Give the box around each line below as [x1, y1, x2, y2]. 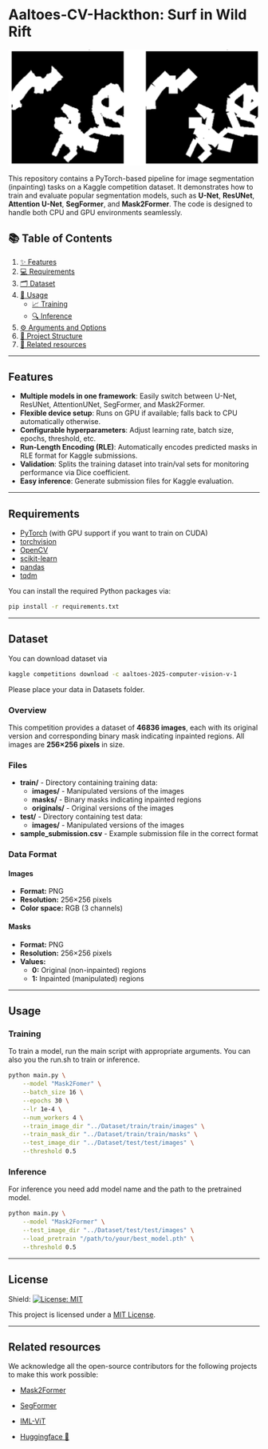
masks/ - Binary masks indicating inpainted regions [31, 795, 202, 805]
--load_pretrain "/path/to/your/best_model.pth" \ [22, 1235, 195, 1243]
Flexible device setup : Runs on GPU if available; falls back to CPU [19, 408, 238, 418]
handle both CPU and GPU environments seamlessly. [8, 207, 183, 217]
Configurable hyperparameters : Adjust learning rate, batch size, [19, 426, 234, 435]
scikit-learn [19, 554, 57, 563]
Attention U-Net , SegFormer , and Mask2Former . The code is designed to [8, 198, 253, 209]
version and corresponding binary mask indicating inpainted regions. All [8, 731, 245, 741]
